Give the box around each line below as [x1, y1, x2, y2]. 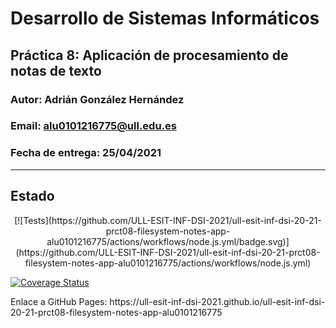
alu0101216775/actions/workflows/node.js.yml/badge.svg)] [46, 235, 290, 247]
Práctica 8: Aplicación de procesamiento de [10, 47, 289, 64]
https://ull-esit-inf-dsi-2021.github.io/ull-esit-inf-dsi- [109, 295, 326, 307]
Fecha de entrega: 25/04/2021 [10, 146, 162, 160]
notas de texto [10, 62, 102, 79]
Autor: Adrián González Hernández [10, 92, 185, 106]
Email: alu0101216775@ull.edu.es [10, 119, 177, 133]
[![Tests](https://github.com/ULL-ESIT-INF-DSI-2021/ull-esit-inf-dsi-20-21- [14, 214, 322, 226]
